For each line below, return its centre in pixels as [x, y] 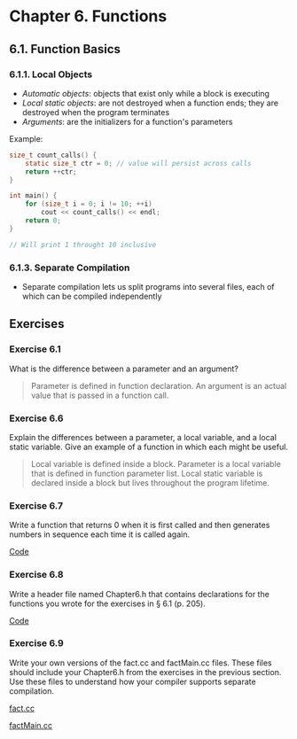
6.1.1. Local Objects [51, 74]
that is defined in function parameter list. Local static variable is [147, 473]
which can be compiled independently [92, 296]
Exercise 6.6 [36, 418]
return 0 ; [43, 221]
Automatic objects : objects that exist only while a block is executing [146, 93]
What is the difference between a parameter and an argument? [124, 369]
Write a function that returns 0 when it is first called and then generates [140, 525]
